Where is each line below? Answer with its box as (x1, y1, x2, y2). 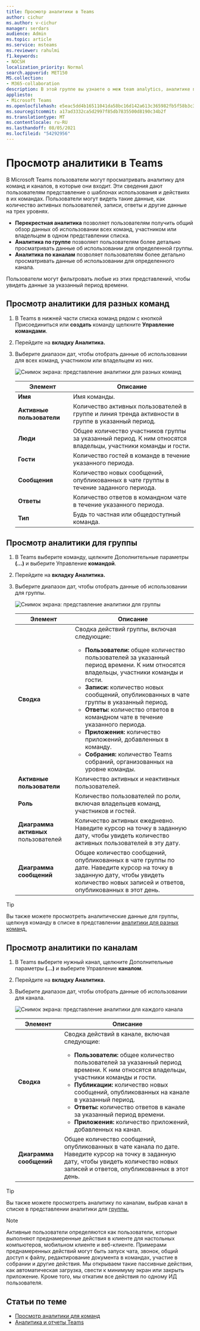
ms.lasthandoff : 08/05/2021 (6, 125, 76, 131)
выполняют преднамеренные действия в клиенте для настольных (6, 1235, 175, 1242)
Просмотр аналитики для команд (14, 1313, 101, 1320)
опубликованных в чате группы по (74, 856, 175, 864)
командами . (14, 327, 48, 334)
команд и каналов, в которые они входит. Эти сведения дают (6, 182, 163, 190)
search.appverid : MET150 (6, 70, 68, 76)
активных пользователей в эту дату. (74, 839, 180, 847)
